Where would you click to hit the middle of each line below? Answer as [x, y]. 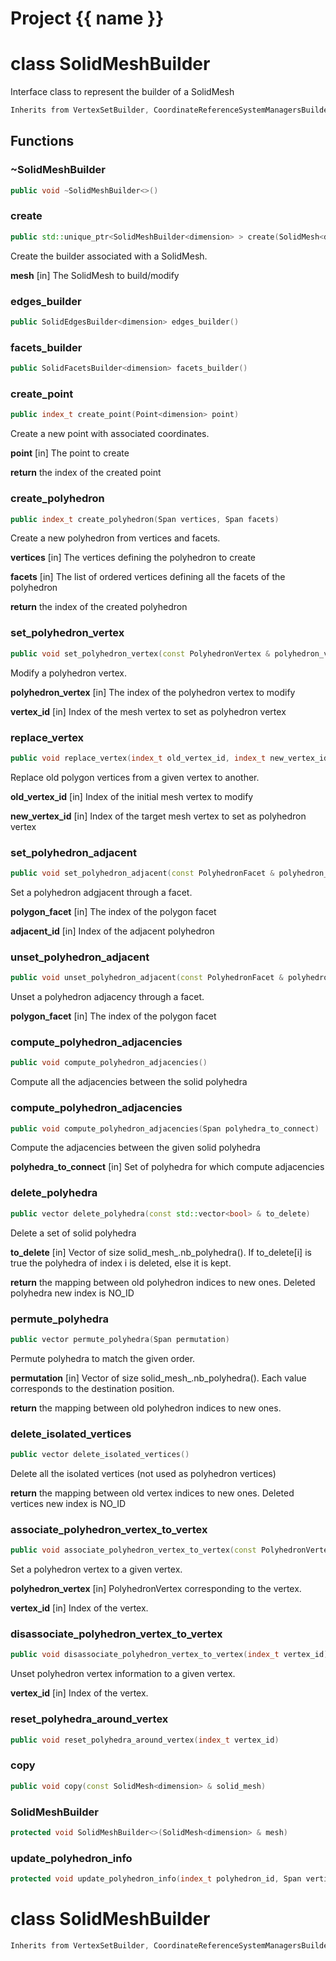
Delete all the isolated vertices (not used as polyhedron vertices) [143, 1473]
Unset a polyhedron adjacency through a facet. [107, 997]
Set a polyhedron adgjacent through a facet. [101, 892]
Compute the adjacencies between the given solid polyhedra [135, 1148]
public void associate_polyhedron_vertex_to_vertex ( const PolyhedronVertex [171, 1550]
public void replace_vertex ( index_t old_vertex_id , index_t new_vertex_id [169, 758]
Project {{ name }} [87, 18]
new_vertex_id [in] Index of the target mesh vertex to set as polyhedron [158, 816]
